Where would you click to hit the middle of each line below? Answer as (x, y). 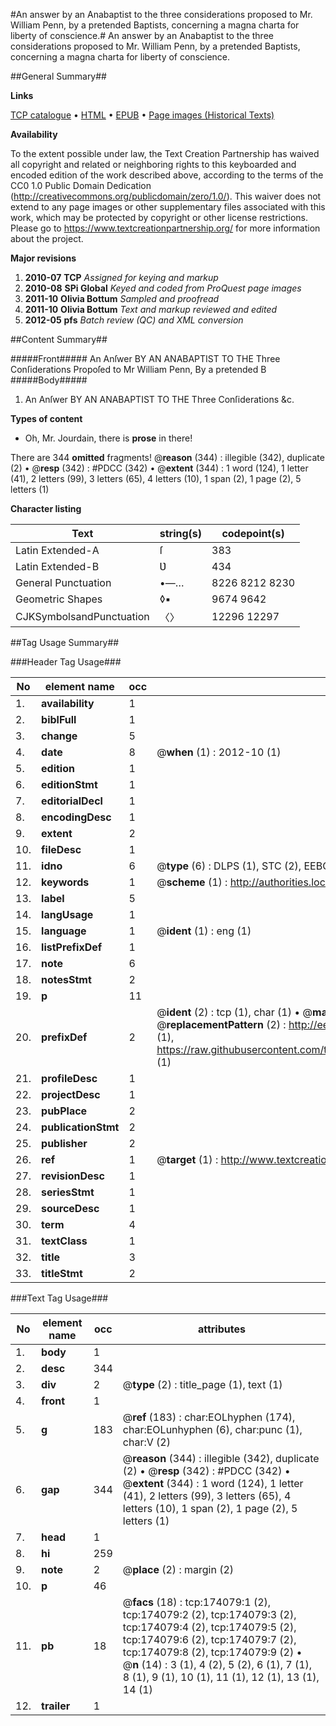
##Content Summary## (59, 339)
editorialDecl (72, 801)
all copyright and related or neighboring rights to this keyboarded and (153, 164)
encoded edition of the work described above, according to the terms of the (167, 175)
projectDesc (71, 1094)
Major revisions (43, 258)
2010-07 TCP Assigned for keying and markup (121, 277)
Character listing (46, 508)
